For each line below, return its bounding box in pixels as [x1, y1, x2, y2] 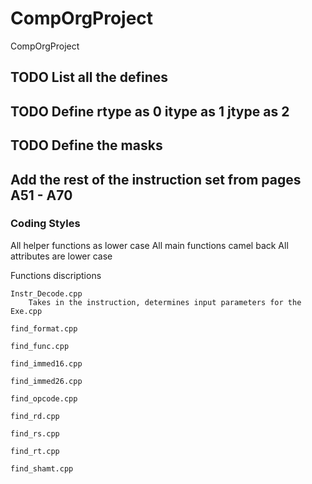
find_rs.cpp [10, 428, 60, 439]
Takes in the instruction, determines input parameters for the [28, 297, 302, 307]
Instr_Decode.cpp [10, 288, 83, 299]
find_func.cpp [10, 341, 70, 351]
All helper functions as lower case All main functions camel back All [10, 239, 289, 251]
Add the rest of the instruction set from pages [10, 171, 302, 188]
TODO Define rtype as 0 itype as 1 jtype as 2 [10, 103, 290, 120]
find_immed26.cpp [10, 376, 83, 386]
